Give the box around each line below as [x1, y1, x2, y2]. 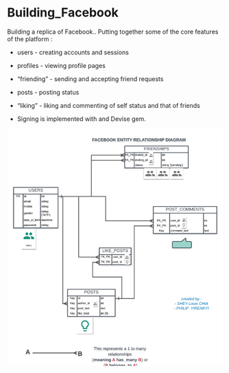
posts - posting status [16, 88, 80, 96]
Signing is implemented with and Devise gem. [16, 115, 146, 123]
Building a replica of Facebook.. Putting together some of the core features [7, 27, 219, 36]
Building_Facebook [7, 5, 119, 21]
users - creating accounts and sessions [16, 48, 129, 56]
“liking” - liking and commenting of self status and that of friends [16, 101, 200, 109]
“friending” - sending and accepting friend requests [16, 74, 164, 83]
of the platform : [7, 34, 53, 43]
